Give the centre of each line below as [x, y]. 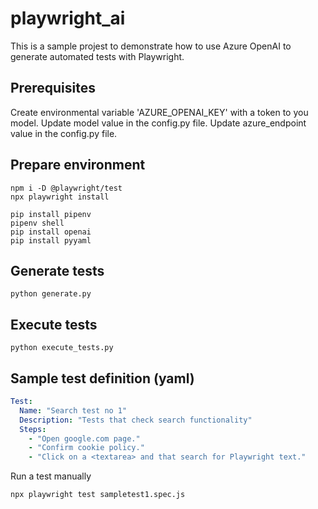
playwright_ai [68, 18]
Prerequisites [53, 88]
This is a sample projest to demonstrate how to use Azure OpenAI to [151, 46]
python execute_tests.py [62, 348]
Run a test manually [51, 476]
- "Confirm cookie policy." [86, 448]
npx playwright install [60, 197]
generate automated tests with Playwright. [97, 56]
